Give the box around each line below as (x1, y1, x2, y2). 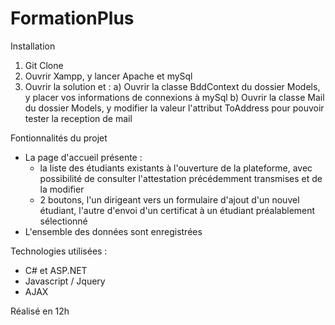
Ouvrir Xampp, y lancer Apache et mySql (24, 70, 193, 82)
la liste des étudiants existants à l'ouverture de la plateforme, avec (39, 162, 313, 174)
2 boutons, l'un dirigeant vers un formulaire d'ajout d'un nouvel (39, 193, 300, 206)
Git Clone (24, 59, 64, 71)
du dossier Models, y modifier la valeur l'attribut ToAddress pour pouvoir (24, 102, 325, 114)
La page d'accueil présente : (24, 151, 143, 163)
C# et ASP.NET (24, 264, 88, 276)
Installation (10, 40, 56, 52)
